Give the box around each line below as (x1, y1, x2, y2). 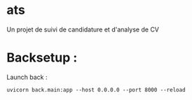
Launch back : (6, 73, 48, 81)
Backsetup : (6, 50, 78, 66)
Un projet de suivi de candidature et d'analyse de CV (6, 25, 159, 34)
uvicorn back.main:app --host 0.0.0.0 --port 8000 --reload (6, 86, 186, 93)
